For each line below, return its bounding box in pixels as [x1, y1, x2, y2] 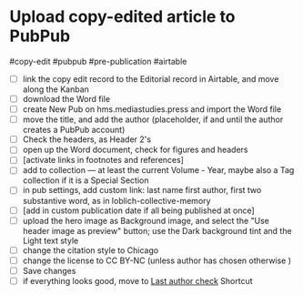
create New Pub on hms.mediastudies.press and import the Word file [22, 104, 282, 115]
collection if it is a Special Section [22, 175, 149, 186]
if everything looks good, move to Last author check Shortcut [22, 275, 253, 286]
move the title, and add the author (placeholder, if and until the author [22, 114, 284, 125]
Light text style [22, 235, 79, 246]
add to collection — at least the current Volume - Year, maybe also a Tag [22, 165, 295, 176]
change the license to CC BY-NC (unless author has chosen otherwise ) [22, 255, 292, 266]
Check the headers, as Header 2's [22, 134, 152, 145]
